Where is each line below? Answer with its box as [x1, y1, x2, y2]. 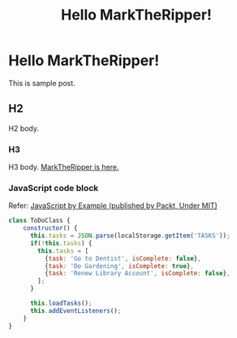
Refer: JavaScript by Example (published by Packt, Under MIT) [8, 201, 218, 210]
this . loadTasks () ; [29, 299, 93, 308]
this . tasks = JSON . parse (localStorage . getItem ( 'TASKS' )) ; [29, 232, 231, 240]
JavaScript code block [8, 182, 99, 193]
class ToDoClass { [8, 217, 71, 225]
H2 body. [8, 123, 39, 133]
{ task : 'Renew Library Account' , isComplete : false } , [44, 270, 231, 278]
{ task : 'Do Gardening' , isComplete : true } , [44, 262, 195, 270]
